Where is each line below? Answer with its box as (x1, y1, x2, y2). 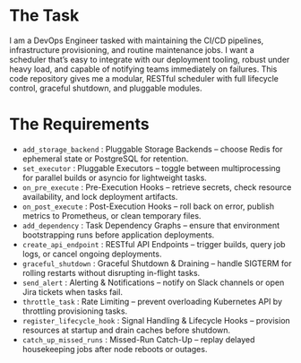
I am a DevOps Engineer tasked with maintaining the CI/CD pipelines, (9, 35, 264, 46)
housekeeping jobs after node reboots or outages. (21, 343, 208, 354)
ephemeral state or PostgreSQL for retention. (21, 153, 189, 164)
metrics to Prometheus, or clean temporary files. (21, 210, 202, 220)
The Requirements (9, 114, 150, 134)
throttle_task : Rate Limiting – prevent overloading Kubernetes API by (21, 296, 283, 307)
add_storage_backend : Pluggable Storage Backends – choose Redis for (21, 143, 283, 154)
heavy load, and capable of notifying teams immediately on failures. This (9, 64, 278, 74)
